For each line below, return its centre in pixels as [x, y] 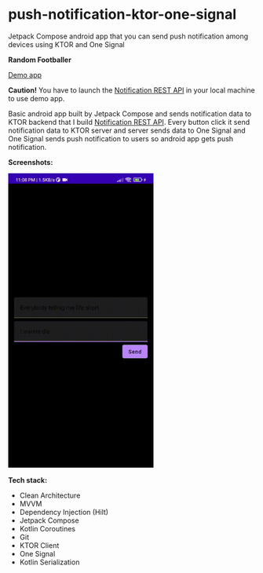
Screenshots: [31, 162]
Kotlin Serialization [49, 562]
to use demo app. [37, 98]
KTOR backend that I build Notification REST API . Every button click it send [129, 122]
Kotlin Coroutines [47, 528]
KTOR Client [39, 545]
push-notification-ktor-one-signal [122, 15]
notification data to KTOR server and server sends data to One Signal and [127, 130]
